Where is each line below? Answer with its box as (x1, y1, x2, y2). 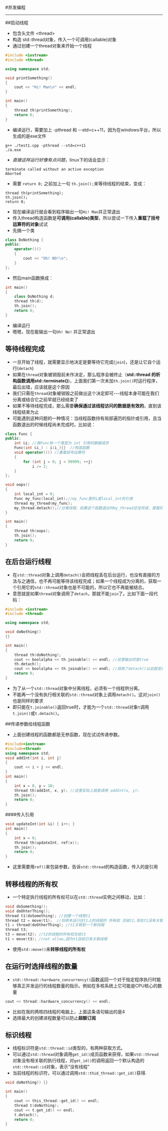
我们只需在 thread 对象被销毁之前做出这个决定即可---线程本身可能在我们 (12, 390, 159, 396)
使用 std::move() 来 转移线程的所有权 (12, 946, 86, 952)
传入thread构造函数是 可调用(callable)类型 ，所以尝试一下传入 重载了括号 (12, 214, 160, 221)
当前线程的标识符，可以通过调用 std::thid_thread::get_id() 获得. (12, 1070, 146, 1076)
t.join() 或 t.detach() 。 (12, 710, 62, 716)
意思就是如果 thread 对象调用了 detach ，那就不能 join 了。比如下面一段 (12, 590, 154, 596)
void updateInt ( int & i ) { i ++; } (5, 821, 75, 826)
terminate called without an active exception (5, 166, 104, 171)
